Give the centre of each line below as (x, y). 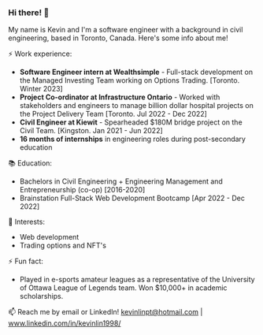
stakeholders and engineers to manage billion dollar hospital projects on (136, 106)
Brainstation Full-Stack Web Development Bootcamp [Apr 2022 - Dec (132, 198)
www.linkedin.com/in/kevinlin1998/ (65, 323)
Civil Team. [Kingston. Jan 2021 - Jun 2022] (91, 131)
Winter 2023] (41, 89)
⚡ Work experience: (40, 54)
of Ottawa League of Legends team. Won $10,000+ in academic (123, 288)
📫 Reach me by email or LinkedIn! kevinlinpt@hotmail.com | (106, 312)
